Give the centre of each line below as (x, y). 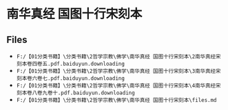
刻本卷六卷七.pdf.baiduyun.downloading (71, 79)
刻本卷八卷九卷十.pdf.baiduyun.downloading (75, 93)
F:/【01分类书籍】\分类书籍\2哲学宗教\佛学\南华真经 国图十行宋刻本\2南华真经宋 (118, 57)
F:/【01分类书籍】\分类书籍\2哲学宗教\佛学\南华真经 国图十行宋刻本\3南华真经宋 (118, 71)
